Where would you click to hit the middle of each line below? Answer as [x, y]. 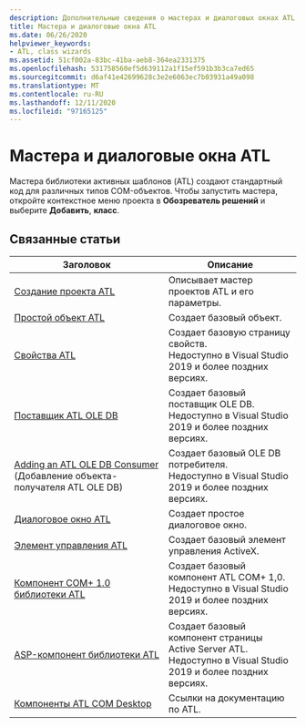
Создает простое [206, 513]
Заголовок [87, 265]
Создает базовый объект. [225, 317]
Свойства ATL [45, 355]
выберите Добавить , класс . [65, 210]
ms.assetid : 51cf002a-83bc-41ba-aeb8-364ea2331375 [107, 60]
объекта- [97, 476]
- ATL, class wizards [51, 52]
